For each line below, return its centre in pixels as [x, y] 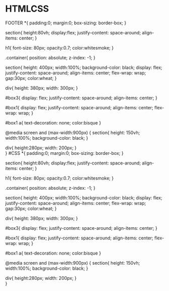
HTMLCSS [27, 9]
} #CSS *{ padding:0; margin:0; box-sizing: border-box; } [64, 153]
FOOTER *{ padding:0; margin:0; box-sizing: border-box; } [66, 23]
